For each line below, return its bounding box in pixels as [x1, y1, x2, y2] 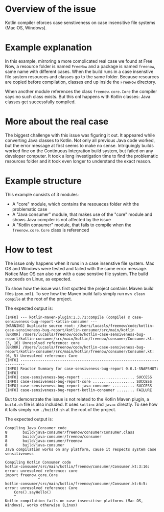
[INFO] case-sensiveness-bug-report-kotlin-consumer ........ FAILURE [5, 388, 152, 393]
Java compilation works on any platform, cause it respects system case [5, 447, 157, 452]
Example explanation [5, 42, 92, 53]
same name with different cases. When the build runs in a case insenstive [5, 69, 154, 74]
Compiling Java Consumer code [5, 425, 67, 430]
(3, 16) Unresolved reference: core [5, 340, 80, 346]
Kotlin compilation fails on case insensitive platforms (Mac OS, [5, 498, 143, 503]
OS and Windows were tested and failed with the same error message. [5, 265, 148, 271]
